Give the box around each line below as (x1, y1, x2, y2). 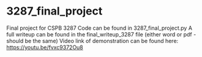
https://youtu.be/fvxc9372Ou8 (6, 44, 84, 51)
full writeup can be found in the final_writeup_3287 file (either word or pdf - (6, 30, 196, 38)
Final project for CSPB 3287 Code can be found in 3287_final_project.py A (6, 24, 193, 32)
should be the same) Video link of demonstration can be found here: (6, 37, 179, 44)
